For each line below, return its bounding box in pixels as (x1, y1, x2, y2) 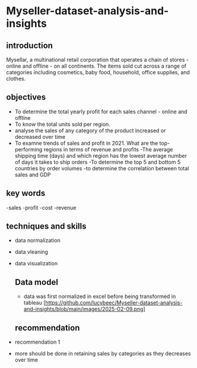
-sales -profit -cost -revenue (6, 204, 77, 211)
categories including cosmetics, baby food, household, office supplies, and (6, 69, 190, 75)
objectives (6, 92, 46, 102)
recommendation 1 (14, 338, 61, 345)
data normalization (14, 237, 61, 244)
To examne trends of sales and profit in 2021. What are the (14, 139, 158, 147)
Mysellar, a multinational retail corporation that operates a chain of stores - (6, 56, 189, 63)
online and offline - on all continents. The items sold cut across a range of (6, 62, 187, 69)
